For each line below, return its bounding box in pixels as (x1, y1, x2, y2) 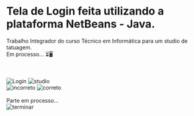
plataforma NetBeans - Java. (6, 17, 156, 31)
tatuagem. (6, 44, 32, 51)
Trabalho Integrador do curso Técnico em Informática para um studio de (6, 37, 188, 44)
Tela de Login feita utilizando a (6, 4, 164, 18)
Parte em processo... (6, 97, 59, 104)
